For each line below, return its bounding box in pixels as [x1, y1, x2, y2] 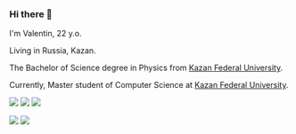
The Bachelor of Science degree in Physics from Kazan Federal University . [9, 62, 284, 74]
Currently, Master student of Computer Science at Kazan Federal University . [9, 80, 289, 91]
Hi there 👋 [9, 8, 53, 20]
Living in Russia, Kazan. [9, 45, 96, 56]
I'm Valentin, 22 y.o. [9, 28, 82, 39]
